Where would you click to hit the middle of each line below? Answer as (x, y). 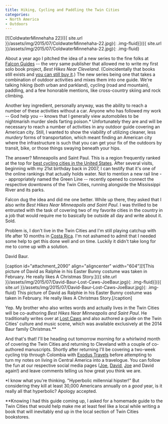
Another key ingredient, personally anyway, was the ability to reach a (76, 105)
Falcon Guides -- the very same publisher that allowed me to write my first (82, 64)
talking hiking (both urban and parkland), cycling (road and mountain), (77, 85)
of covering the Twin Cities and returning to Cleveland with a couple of (78, 344)
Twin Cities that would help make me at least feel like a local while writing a (82, 406)
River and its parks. (25, 190)
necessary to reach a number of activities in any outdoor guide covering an (82, 127)
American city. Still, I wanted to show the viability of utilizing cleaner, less (80, 132)
